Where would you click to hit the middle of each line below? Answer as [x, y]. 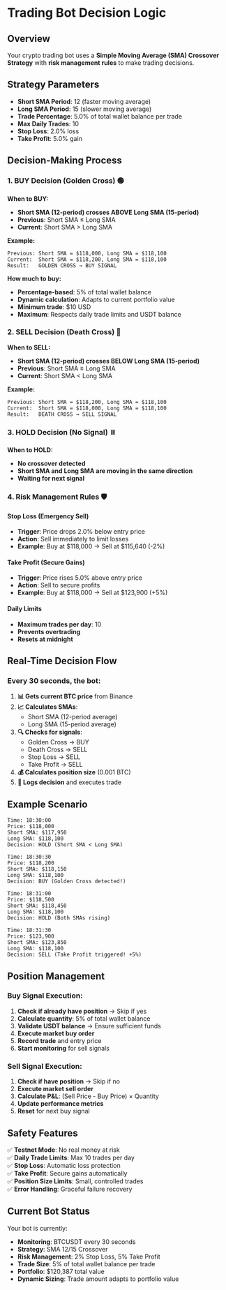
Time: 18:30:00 [29, 820]
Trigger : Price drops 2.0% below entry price [81, 532]
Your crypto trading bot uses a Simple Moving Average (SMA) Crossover [113, 55]
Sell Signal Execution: [45, 1066]
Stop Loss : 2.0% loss [48, 131]
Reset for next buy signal [53, 1111]
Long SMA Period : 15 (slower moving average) [84, 109]
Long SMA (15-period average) [72, 724]
